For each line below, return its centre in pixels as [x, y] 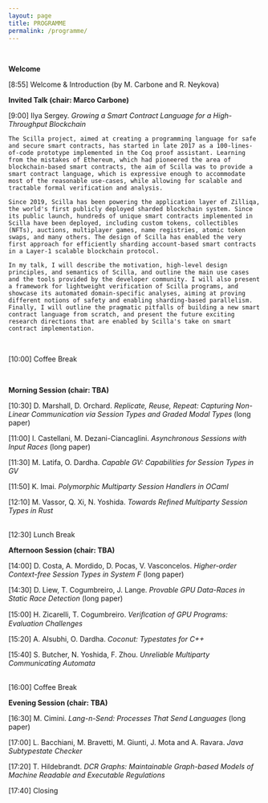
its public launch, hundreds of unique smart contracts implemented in [130, 216]
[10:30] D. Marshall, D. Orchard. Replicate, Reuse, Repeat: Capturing [121, 406]
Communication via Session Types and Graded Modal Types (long [141, 414]
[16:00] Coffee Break [43, 687]
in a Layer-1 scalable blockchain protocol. [84, 251]
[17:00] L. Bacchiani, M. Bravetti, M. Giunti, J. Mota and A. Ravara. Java [126, 743]
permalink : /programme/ [48, 31]
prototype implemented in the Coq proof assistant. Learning [142, 153]
